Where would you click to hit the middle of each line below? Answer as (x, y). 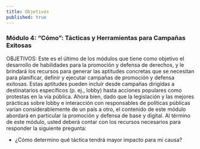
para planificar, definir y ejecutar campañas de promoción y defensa (90, 77)
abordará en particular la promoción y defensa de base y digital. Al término (99, 115)
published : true (26, 17)
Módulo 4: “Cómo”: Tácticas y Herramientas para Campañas (96, 38)
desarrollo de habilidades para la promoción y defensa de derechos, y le (95, 65)
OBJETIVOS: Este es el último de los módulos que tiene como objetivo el (95, 58)
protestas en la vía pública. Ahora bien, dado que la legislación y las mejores (100, 97)
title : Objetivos (28, 12)
